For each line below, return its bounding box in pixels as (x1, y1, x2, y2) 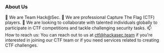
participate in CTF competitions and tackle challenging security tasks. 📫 (5, 25, 152, 31)
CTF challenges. (5, 42, 38, 48)
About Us (5, 3, 28, 10)
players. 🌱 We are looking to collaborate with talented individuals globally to (5, 19, 158, 25)
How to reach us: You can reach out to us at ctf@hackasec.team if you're (5, 32, 153, 38)
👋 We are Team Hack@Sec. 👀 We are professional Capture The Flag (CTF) (5, 15, 155, 20)
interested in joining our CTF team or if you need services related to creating (5, 37, 159, 43)
